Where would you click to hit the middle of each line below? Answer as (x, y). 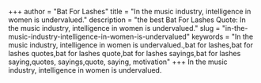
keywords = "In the (222, 36)
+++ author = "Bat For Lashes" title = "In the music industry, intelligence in (130, 11)
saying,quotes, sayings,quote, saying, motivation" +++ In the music (118, 62)
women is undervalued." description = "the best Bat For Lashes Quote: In (127, 20)
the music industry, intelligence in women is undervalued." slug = (114, 28)
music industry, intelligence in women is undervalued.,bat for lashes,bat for (130, 45)
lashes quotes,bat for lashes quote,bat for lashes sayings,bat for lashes (125, 53)
